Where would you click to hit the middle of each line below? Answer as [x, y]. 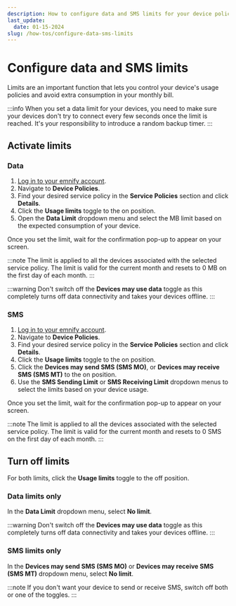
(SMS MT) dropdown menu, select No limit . [71, 574]
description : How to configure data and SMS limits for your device [110, 14]
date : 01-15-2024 [39, 27]
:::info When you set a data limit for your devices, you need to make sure [112, 109]
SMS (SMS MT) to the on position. [67, 375]
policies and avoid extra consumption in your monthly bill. [91, 95]
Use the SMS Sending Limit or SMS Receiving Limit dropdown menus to [123, 382]
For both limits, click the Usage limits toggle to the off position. [98, 477]
